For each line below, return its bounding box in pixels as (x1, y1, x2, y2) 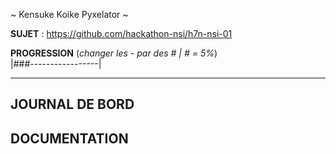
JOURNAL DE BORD (10, 96, 135, 113)
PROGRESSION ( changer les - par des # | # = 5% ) (10, 47, 218, 59)
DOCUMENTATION (10, 130, 129, 147)
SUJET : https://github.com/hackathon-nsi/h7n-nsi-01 (10, 28, 233, 39)
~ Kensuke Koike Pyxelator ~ (10, 9, 129, 20)
